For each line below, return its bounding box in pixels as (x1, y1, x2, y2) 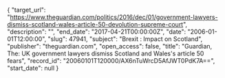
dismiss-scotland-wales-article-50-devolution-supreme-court (7, 21, 184, 28)
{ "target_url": (7, 6, 46, 14)
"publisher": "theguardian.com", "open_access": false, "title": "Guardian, (7, 42, 213, 50)
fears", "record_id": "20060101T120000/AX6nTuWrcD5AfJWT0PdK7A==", (7, 57, 215, 64)
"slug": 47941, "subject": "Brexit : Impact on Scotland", (47, 35, 203, 43)
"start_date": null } (7, 64, 59, 72)
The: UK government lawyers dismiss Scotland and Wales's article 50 (7, 49, 204, 57)
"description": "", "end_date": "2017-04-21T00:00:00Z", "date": (7, 27, 186, 36)
